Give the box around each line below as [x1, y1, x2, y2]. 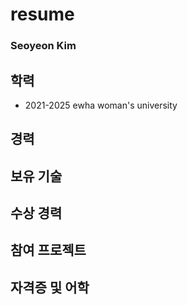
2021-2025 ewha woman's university [24, 99, 178, 111]
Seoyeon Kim [10, 39, 77, 53]
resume [10, 3, 75, 26]
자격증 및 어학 [10, 279, 90, 296]
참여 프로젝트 [10, 242, 87, 259]
